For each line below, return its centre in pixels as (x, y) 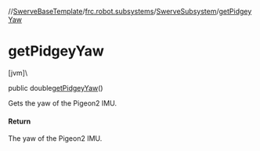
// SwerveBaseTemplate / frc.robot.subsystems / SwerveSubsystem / (114, 11)
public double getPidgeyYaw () (56, 88)
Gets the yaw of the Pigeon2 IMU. (63, 103)
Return (20, 121)
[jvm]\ (18, 73)
